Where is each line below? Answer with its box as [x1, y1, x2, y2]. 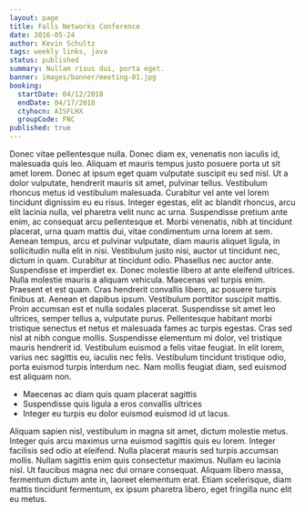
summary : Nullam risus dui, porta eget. [9, 65, 166, 74]
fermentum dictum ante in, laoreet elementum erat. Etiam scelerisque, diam [9, 475, 292, 485]
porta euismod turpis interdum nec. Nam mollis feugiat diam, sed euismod [9, 362, 287, 372]
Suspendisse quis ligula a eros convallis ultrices [22, 398, 202, 409]
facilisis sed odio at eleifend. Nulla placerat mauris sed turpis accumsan [9, 445, 280, 456]
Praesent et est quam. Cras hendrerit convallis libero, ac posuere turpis [9, 284, 277, 294]
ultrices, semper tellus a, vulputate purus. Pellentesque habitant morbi [9, 313, 273, 323]
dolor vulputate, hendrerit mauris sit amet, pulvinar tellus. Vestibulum [9, 178, 269, 188]
